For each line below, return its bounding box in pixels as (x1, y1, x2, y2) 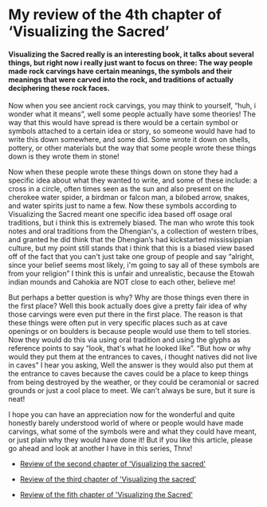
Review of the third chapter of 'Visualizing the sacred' (19, 474, 197, 484)
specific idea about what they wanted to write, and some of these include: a (8, 175, 257, 185)
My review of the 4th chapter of (8, 6, 222, 24)
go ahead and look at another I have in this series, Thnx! (8, 444, 193, 454)
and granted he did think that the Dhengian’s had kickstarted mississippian (8, 235, 253, 245)
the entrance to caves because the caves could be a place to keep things (8, 369, 249, 379)
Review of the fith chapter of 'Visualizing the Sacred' (19, 490, 194, 500)
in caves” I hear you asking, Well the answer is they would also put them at (8, 360, 253, 370)
